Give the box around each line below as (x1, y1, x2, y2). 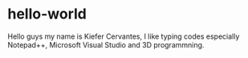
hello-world (7, 5, 87, 23)
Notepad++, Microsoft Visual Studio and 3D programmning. (7, 39, 205, 49)
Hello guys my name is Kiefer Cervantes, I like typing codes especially (7, 31, 240, 41)
